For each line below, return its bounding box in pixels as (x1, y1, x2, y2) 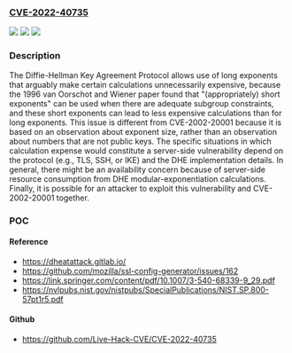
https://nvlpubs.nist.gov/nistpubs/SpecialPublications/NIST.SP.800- (21, 284, 270, 294)
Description (9, 50, 61, 62)
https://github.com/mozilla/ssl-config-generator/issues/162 (21, 265, 239, 276)
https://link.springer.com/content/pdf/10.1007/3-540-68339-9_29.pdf (21, 275, 276, 286)
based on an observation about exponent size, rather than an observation (9, 126, 277, 137)
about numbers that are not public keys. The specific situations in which (9, 136, 272, 146)
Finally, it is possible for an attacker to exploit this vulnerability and (9, 183, 252, 193)
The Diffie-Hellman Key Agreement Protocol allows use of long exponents (9, 69, 279, 81)
